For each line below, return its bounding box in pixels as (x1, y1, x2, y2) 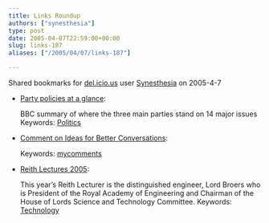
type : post (8, 26, 45, 34)
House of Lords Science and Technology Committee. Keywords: (19, 197, 232, 206)
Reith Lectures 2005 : (19, 164, 90, 173)
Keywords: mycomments (19, 149, 102, 158)
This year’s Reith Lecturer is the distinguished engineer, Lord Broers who (19, 180, 261, 189)
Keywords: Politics (19, 118, 82, 127)
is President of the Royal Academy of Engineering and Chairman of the (19, 189, 255, 197)
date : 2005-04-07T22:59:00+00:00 (8, 34, 120, 43)
